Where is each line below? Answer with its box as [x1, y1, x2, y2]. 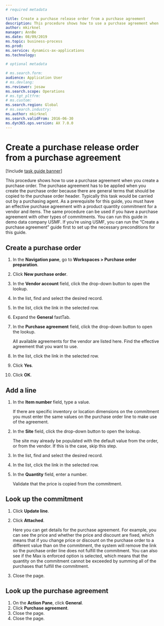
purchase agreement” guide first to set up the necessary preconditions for [5, 224, 155, 230]
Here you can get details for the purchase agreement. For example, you [12, 527, 157, 533]
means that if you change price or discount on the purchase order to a [12, 537, 154, 543]
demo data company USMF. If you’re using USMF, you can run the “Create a [5, 219, 159, 225]
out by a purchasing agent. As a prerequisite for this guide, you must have [5, 198, 154, 204]
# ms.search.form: [5, 71, 43, 76]
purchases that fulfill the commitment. [12, 563, 89, 569]
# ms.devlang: [5, 80, 35, 84]
